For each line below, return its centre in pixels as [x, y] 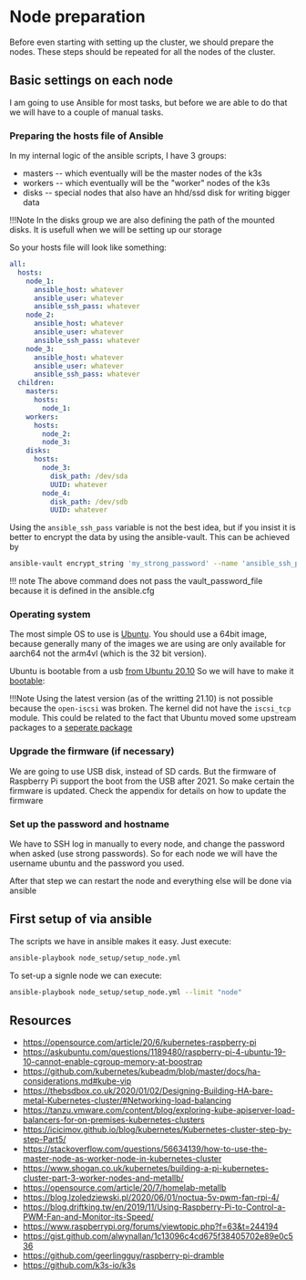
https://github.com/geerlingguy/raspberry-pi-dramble [123, 1255]
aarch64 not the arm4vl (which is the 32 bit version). [108, 653]
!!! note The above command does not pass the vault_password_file [136, 581]
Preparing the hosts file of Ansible [87, 136]
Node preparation [77, 17]
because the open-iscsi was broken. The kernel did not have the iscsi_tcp [150, 708]
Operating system [50, 615]
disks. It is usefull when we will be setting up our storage [116, 230]
